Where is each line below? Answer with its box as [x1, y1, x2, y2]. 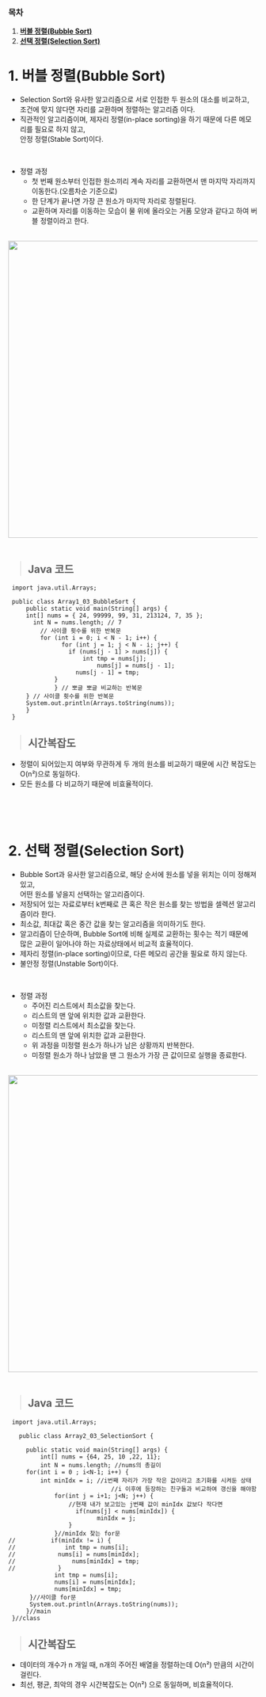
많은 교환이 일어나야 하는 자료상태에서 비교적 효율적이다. [19, 939, 194, 948]
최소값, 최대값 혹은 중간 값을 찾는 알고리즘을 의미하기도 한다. [19, 919, 206, 929]
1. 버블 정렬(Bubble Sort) [8, 67, 166, 85]
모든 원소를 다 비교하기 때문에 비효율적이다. [19, 779, 154, 788]
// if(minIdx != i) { [8, 1536, 112, 1544]
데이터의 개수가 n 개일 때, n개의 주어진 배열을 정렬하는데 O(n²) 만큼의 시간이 [19, 1660, 255, 1669]
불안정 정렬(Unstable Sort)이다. [19, 959, 119, 968]
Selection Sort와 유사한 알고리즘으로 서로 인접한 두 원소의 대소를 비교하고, [19, 95, 249, 105]
